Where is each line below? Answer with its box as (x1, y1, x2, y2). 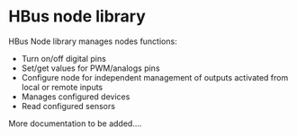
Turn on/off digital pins (21, 53, 107, 64)
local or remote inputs (21, 81, 103, 92)
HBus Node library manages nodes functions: (8, 36, 177, 47)
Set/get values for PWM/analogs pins (21, 63, 160, 73)
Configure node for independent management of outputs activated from (21, 72, 289, 82)
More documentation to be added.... (8, 118, 142, 129)
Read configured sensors (21, 100, 116, 111)
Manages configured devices (21, 91, 130, 102)
